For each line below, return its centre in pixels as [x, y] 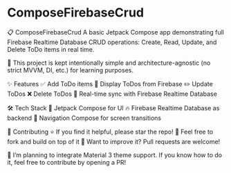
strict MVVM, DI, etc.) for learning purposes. [70, 70]
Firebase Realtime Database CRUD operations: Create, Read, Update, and [112, 42]
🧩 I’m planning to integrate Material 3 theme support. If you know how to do [115, 155]
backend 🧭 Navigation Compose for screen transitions [84, 118]
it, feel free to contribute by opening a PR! [67, 162]
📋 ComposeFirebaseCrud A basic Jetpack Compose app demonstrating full [116, 32]
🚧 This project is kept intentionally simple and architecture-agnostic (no [109, 63]
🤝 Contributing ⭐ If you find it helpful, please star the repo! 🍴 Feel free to [110, 132]
